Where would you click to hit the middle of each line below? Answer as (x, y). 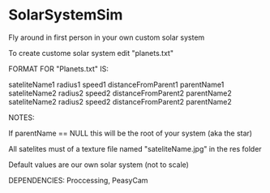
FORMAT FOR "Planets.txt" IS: (59, 69)
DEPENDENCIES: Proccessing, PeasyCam (78, 180)
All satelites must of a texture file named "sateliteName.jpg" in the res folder (135, 148)
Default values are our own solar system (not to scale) (99, 165)
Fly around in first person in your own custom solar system (107, 37)
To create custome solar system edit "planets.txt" (91, 53)
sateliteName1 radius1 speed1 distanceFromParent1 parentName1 (116, 84)
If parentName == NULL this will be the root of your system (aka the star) (131, 133)
